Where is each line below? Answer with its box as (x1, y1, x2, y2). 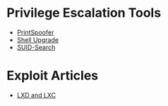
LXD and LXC (16, 91, 56, 99)
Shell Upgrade (16, 35, 59, 44)
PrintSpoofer (16, 28, 54, 37)
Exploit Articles (6, 68, 99, 84)
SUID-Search (16, 43, 56, 51)
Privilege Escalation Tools (6, 5, 162, 21)
